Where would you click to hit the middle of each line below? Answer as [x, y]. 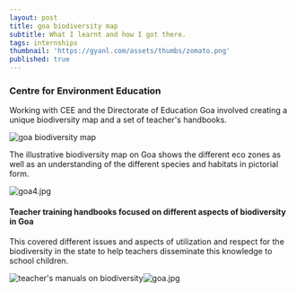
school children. [39, 261]
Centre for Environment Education [85, 91]
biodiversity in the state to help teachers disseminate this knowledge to [141, 251]
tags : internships [44, 43]
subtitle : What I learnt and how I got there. [98, 34]
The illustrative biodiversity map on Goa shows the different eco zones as [145, 155]
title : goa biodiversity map [64, 26]
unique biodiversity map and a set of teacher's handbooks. [118, 120]
